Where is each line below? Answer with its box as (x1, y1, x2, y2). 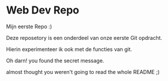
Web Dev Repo (6, 4, 80, 17)
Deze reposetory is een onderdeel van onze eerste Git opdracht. (6, 34, 163, 41)
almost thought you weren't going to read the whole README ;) (6, 68, 160, 75)
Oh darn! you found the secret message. (6, 57, 104, 64)
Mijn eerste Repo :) (6, 23, 52, 30)
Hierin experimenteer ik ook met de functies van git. (6, 45, 133, 53)
